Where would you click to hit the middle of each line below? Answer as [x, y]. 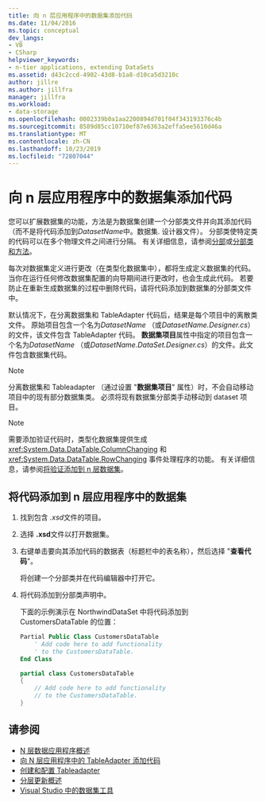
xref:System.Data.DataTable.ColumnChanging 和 [87, 450]
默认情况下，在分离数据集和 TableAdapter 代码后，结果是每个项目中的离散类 [133, 315]
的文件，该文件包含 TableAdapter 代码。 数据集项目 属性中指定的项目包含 [127, 335]
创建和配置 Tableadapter [60, 770]
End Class [36, 659]
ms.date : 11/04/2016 [42, 23]
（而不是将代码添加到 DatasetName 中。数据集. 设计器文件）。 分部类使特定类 [133, 232]
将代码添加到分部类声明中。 [65, 595]
